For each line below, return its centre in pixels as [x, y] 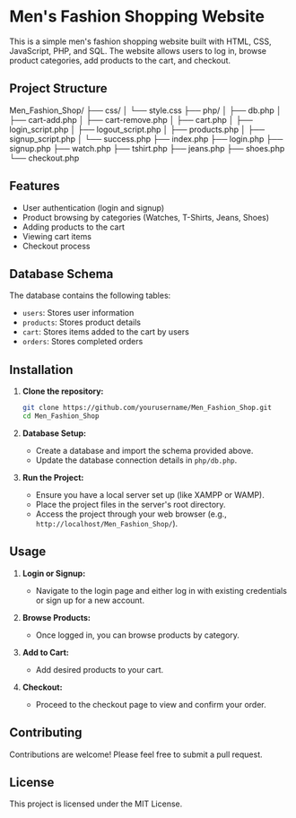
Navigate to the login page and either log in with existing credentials [161, 590]
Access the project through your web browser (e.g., [131, 514]
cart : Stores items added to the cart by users [106, 332]
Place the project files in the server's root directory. [131, 504]
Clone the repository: [63, 391]
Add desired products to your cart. [100, 669]
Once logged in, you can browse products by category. [138, 635]
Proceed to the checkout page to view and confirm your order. [151, 704]
